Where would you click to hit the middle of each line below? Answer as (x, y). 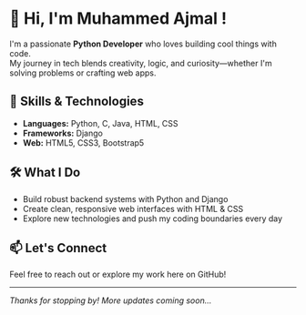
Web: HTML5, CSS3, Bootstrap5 (83, 142)
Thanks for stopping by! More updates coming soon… (111, 300)
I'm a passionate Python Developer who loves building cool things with (143, 44)
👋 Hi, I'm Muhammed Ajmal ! (118, 19)
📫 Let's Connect (58, 248)
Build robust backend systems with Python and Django (125, 198)
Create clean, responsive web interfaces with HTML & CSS (133, 208)
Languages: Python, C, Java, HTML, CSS (101, 123)
